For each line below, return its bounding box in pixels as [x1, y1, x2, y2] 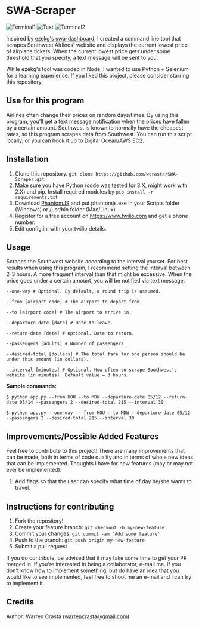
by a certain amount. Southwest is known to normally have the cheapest [6, 124, 184, 131]
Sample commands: [6, 383, 57, 390]
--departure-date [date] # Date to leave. [6, 320, 113, 326]
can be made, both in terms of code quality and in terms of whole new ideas [6, 453, 194, 461]
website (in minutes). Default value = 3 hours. [6, 372, 129, 378]
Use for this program [6, 96, 85, 106]
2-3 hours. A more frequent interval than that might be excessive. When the [6, 271, 192, 278]
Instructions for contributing [6, 501, 114, 511]
